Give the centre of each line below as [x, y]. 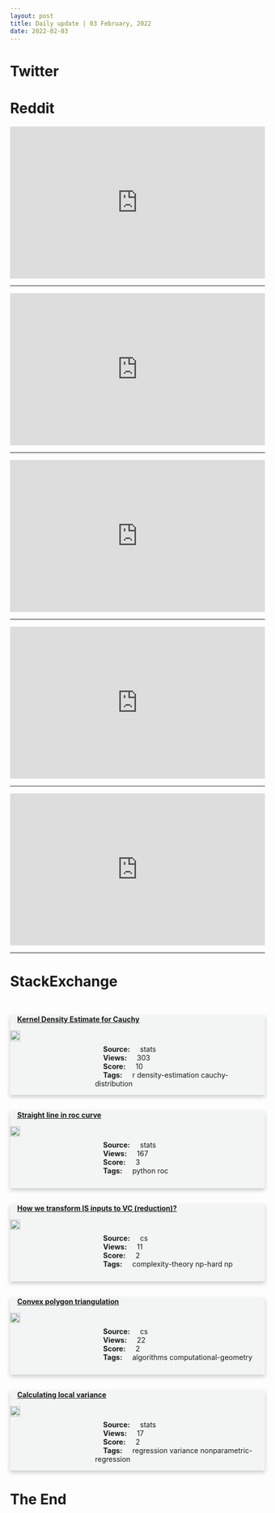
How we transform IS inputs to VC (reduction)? [97, 1208]
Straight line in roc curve [59, 1115]
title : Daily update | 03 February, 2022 [81, 24]
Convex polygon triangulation [68, 1301]
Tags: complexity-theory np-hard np [168, 1264]
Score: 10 [123, 1066]
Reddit [32, 108]
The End [38, 1499]
